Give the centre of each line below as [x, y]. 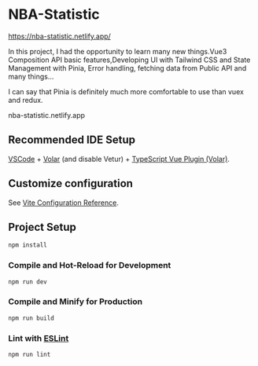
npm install [28, 245]
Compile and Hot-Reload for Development [90, 265]
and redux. [26, 100]
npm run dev [28, 282]
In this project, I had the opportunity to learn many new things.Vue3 [118, 51]
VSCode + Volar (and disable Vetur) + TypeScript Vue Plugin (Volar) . [119, 159]
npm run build [31, 318]
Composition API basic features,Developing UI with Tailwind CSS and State [129, 60]
